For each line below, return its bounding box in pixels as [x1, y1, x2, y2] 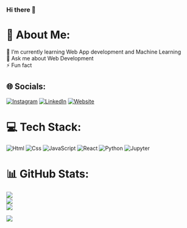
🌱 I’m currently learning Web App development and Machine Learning [6, 48, 182, 55]
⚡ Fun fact [6, 61, 32, 69]
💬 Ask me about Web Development [6, 54, 94, 62]
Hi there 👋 [6, 5, 37, 14]
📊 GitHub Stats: [6, 167, 90, 180]
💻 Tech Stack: [6, 120, 82, 134]
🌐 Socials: [6, 82, 46, 92]
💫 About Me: [6, 28, 71, 42]
